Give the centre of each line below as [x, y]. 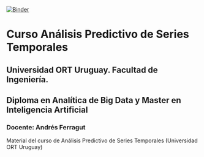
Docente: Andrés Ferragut [46, 127]
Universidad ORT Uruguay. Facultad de [82, 70]
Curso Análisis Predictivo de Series [98, 34]
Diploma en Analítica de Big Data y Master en [94, 100]
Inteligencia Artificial [47, 109]
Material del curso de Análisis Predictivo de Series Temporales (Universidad [102, 140]
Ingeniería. [28, 79]
